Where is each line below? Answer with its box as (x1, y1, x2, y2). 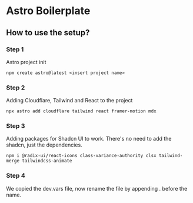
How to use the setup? (6, 28, 90, 38)
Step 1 (6, 45, 24, 54)
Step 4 (6, 172, 25, 180)
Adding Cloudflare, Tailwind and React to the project (6, 97, 133, 104)
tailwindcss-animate (21, 158, 72, 164)
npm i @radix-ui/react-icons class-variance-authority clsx (6, 153, 157, 159)
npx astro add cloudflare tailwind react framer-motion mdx (6, 108, 157, 114)
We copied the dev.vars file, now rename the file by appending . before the (6, 185, 188, 192)
